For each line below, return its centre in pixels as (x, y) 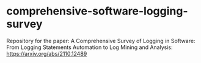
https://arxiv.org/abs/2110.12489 (47, 53)
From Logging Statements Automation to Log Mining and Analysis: (90, 47)
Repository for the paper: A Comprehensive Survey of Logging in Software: (101, 41)
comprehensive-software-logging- (97, 11)
